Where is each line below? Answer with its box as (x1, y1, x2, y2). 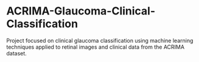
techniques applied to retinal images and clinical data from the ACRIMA (6, 43, 184, 51)
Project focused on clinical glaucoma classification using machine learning (6, 37, 194, 44)
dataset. (6, 49, 27, 57)
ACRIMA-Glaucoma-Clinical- (6, 4, 156, 18)
